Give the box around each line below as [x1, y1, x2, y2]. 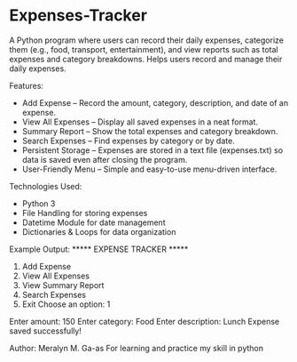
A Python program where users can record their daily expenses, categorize [9, 35, 284, 45]
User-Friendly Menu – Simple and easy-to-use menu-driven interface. [21, 164, 277, 174]
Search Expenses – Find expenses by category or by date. [21, 135, 235, 146]
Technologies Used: [9, 181, 82, 191]
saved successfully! [9, 326, 82, 336]
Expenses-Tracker [9, 5, 148, 26]
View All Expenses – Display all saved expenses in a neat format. [21, 117, 259, 127]
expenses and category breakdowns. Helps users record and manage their [9, 53, 283, 64]
